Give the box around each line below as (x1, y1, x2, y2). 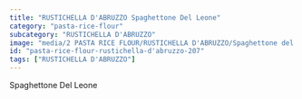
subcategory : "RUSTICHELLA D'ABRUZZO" (9, 30, 156, 39)
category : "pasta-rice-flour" (9, 22, 124, 31)
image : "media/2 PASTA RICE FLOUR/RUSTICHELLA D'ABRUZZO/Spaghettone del (9, 38, 295, 48)
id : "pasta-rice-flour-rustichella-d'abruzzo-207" (9, 47, 205, 56)
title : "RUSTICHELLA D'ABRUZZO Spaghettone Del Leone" (9, 13, 221, 22)
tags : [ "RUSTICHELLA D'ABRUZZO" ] (9, 55, 136, 64)
